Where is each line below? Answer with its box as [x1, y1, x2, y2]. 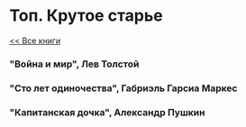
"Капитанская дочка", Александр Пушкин [9, 105, 205, 118]
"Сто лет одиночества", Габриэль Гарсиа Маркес [9, 82, 238, 95]
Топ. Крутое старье [9, 5, 164, 26]
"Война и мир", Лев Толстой [9, 58, 140, 70]
